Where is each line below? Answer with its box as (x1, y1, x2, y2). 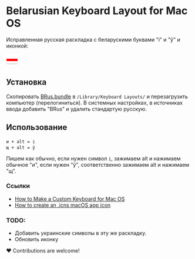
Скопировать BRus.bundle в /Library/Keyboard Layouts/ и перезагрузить (6, 93, 188, 100)
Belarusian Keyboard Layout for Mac (6, 4, 188, 18)
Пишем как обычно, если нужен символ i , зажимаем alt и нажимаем (6, 154, 181, 162)
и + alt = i (6, 139, 35, 144)
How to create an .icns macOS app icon (14, 201, 111, 208)
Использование (6, 122, 68, 133)
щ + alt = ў (6, 144, 35, 150)
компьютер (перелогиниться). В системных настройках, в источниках (6, 99, 183, 106)
